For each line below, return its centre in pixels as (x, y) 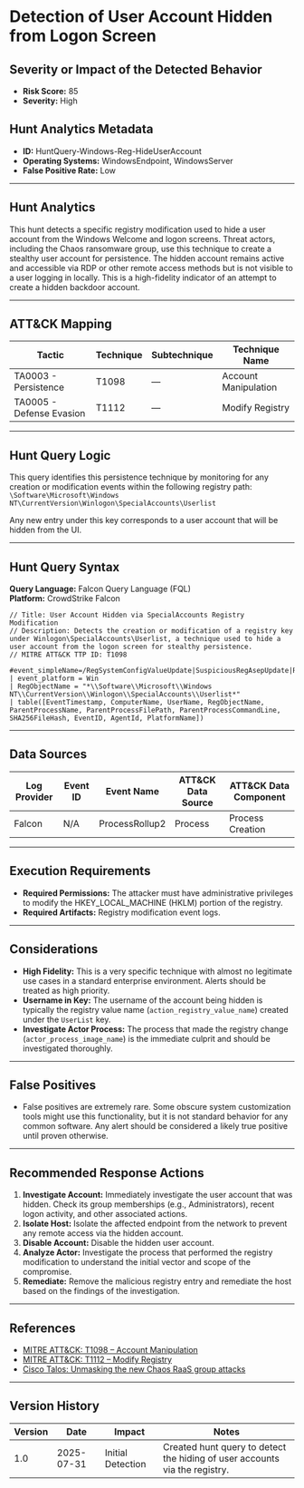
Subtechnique (182, 355)
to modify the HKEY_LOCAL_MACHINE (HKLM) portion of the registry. (152, 902)
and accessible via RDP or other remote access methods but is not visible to (152, 267)
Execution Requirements (80, 871)
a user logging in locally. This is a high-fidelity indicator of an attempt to (143, 277)
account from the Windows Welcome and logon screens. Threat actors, (142, 238)
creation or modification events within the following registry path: (131, 487)
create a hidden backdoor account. (75, 287)
